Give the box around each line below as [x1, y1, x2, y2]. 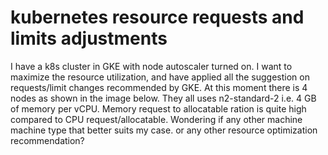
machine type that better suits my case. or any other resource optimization [10, 124, 318, 136]
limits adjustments [10, 27, 168, 50]
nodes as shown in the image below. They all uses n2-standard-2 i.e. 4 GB [10, 92, 317, 104]
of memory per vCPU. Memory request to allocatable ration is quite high [10, 102, 307, 115]
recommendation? [10, 134, 85, 146]
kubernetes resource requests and [10, 6, 305, 29]
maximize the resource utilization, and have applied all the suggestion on [10, 71, 310, 83]
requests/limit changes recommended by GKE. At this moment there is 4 [10, 81, 308, 93]
